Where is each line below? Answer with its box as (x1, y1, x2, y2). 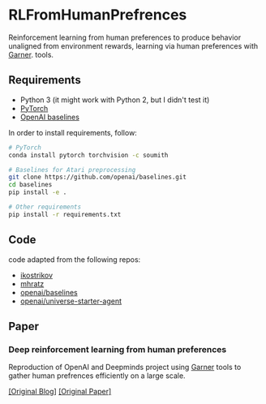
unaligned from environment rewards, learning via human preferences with (8, 41, 258, 50)
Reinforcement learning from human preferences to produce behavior (8, 32, 242, 42)
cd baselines (8, 181, 53, 189)
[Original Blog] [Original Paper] (8, 387, 112, 397)
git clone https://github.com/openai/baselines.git (8, 173, 187, 182)
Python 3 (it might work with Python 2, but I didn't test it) (19, 95, 210, 105)
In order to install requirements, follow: (8, 127, 138, 137)
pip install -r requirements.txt (8, 210, 122, 218)
